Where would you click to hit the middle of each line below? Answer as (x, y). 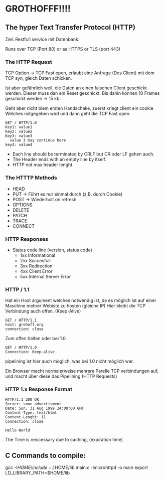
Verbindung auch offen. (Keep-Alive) (43, 311)
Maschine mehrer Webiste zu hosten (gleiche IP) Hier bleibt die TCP (75, 306)
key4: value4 (19, 145)
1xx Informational (38, 255)
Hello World (18, 430)
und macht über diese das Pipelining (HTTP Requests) (61, 376)
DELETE (21, 210)
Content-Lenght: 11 (26, 417)
